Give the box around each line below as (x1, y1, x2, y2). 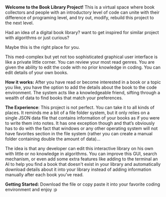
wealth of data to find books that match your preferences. (5, 95, 123, 101)
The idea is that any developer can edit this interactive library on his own (5, 146, 154, 151)
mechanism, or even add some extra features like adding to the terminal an (5, 156, 158, 162)
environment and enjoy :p (5, 187, 57, 192)
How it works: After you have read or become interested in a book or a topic (5, 79, 161, 85)
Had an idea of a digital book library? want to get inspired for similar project (5, 30, 160, 35)
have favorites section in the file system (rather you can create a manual (5, 131, 153, 136)
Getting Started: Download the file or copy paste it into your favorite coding (5, 181, 160, 187)
